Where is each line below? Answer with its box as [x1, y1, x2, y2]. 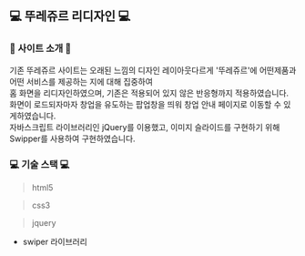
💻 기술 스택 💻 [9, 158, 70, 170]
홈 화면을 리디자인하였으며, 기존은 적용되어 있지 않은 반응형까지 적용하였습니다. [9, 87, 290, 98]
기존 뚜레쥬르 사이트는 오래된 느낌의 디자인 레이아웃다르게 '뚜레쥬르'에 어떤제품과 [9, 65, 297, 76]
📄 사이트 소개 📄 [9, 42, 72, 55]
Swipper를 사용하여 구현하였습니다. [9, 133, 136, 144]
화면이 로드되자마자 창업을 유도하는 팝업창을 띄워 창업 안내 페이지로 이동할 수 [9, 98, 282, 109]
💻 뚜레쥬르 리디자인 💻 [9, 8, 131, 25]
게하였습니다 [9, 110, 55, 121]
